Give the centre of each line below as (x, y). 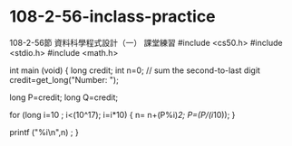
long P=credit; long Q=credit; (64, 97)
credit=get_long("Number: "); (64, 79)
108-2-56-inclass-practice (112, 17)
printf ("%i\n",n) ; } (44, 132)
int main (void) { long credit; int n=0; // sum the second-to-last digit (135, 70)
